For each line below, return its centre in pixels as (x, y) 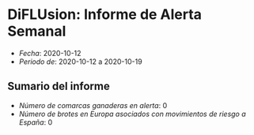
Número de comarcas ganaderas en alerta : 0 (93, 105)
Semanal (37, 31)
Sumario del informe (59, 86)
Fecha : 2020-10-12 (50, 53)
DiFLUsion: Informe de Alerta (105, 15)
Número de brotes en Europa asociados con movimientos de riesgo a (132, 114)
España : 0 (36, 122)
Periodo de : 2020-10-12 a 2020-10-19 (81, 62)
